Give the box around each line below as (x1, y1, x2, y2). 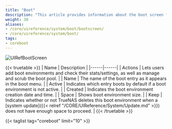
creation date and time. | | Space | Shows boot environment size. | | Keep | (5, 91, 162, 97)
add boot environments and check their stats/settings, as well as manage (5, 70, 160, 76)
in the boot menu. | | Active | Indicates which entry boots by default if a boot (5, 81, 166, 87)
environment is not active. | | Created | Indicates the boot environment (5, 86, 154, 92)
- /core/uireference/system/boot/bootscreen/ (5, 27, 104, 32)
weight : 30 (5, 17, 29, 22)
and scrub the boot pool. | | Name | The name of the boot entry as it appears (5, 75, 167, 82)
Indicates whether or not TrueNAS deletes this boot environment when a (5, 97, 158, 103)
